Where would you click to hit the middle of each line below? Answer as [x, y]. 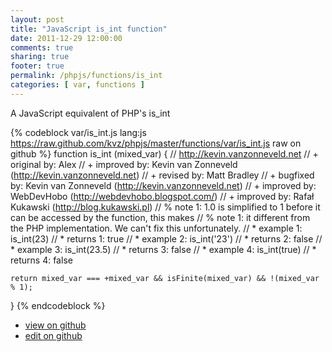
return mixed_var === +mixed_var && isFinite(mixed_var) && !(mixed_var [165, 278]
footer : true [37, 66]
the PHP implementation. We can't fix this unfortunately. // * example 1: [156, 228]
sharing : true [40, 57]
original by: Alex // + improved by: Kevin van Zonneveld [124, 164]
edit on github [53, 335]
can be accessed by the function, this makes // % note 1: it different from [160, 217]
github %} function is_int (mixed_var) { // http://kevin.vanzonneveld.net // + [164, 153]
